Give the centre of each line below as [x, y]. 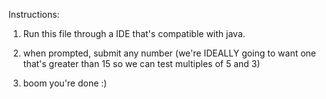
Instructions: [34, 14]
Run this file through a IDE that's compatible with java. [134, 33]
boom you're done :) [65, 83]
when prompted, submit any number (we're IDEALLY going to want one [169, 53]
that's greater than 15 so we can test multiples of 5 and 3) [141, 63]
